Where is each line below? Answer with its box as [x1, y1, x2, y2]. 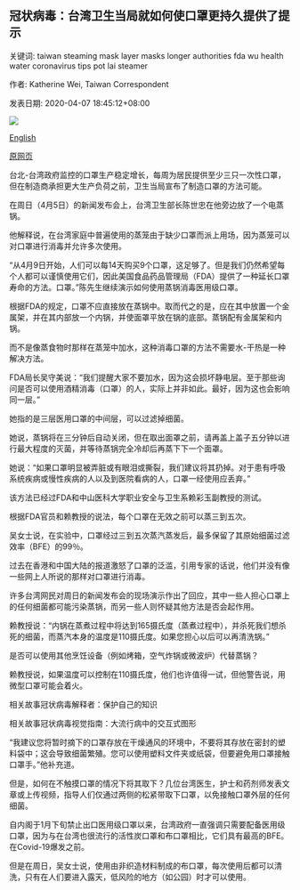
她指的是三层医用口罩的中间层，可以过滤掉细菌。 [9, 413, 189, 424]
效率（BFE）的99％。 [9, 541, 89, 552]
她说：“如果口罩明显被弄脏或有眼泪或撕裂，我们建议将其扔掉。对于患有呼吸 [9, 462, 287, 473]
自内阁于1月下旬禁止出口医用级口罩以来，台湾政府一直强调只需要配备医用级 [9, 819, 286, 829]
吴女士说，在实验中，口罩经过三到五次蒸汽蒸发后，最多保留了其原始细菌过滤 [9, 530, 290, 540]
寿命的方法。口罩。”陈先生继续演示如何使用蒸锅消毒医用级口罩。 [9, 281, 243, 292]
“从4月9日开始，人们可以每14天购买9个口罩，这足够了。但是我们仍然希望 [9, 259, 278, 270]
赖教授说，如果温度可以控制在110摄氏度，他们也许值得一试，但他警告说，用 [9, 668, 287, 679]
